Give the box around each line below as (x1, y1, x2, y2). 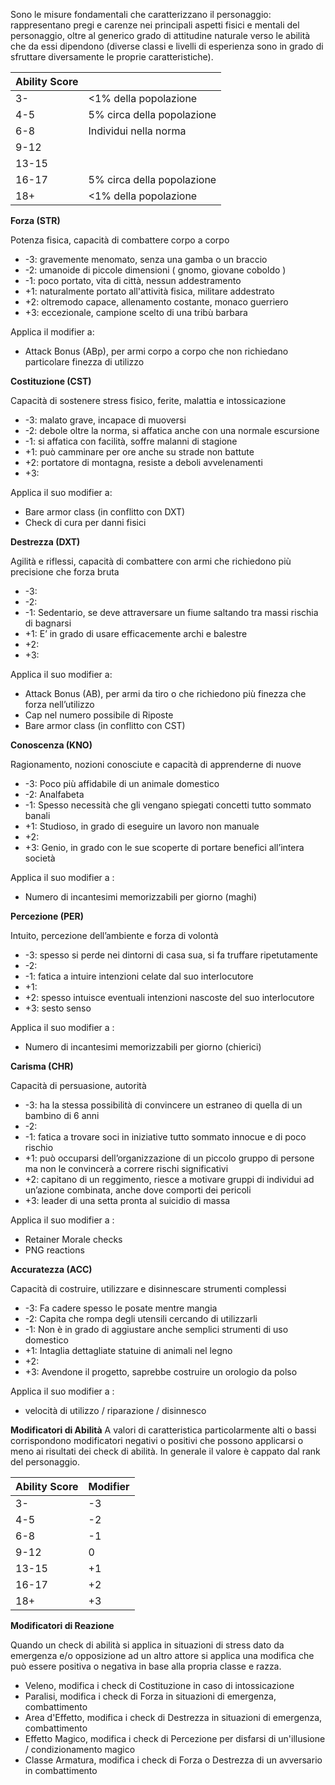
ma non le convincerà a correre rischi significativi (24, 1163, 229, 1174)
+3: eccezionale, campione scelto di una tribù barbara (24, 307, 248, 318)
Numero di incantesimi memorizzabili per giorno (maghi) (24, 891, 258, 903)
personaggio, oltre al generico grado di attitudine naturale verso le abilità (10, 30, 311, 41)
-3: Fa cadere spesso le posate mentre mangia (24, 1302, 218, 1314)
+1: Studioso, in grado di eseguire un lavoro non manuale (24, 820, 260, 832)
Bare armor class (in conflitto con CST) (24, 720, 186, 731)
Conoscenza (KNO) (10, 739, 93, 751)
